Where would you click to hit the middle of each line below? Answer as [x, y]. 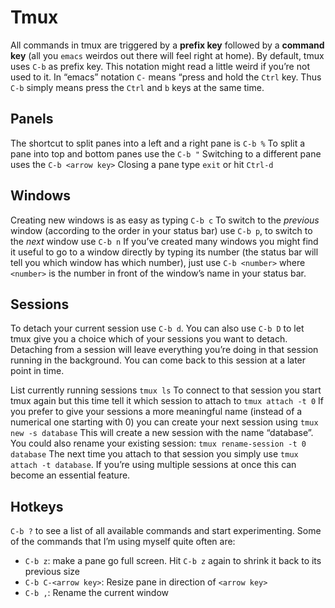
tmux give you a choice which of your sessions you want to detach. [149, 339]
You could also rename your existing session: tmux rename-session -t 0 [158, 443]
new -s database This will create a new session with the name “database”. [162, 433]
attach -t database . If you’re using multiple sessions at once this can [153, 465]
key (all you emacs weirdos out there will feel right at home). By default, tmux [167, 55]
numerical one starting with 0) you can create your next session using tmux [164, 422]
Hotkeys [37, 506]
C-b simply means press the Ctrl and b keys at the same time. [137, 87]
